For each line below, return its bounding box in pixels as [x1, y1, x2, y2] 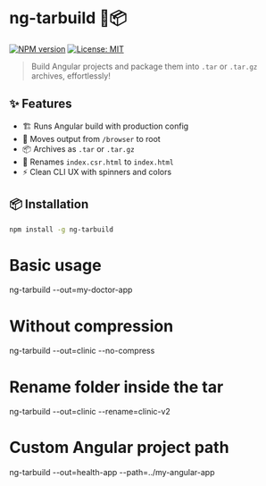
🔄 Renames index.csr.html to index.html [21, 156, 174, 167]
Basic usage [9, 255, 102, 275]
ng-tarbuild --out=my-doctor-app [9, 284, 133, 296]
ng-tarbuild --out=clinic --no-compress [9, 346, 155, 356]
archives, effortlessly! [30, 70, 112, 81]
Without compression [9, 315, 174, 336]
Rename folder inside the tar [9, 377, 224, 397]
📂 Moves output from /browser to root [21, 133, 161, 144]
